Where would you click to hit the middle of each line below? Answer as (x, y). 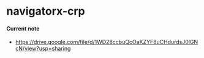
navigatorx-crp (46, 11)
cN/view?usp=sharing (43, 49)
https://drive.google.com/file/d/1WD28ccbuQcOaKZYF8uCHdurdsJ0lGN (107, 42)
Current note (23, 28)
